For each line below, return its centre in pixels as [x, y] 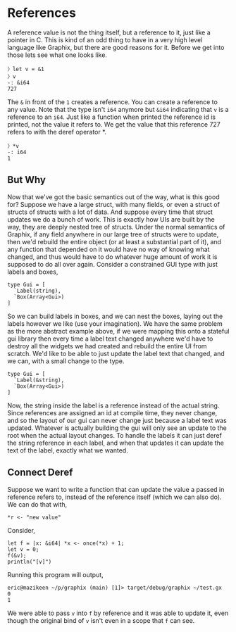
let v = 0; [23, 549]
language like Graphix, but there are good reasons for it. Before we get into [116, 47]
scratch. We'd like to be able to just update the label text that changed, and [116, 353]
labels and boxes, [33, 272]
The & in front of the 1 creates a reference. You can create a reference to [113, 102]
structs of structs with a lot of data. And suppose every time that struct [110, 212]
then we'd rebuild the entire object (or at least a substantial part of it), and [114, 241]
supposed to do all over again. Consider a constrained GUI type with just [113, 264]
